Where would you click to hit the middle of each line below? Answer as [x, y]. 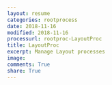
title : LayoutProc [33, 45]
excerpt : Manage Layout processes [56, 52]
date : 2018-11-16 [32, 26]
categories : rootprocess [42, 20]
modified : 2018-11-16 [38, 33]
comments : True [29, 64]
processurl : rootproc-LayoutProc [55, 39]
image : [16, 58]
